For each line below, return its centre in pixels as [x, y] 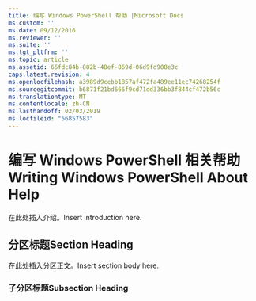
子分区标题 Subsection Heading [68, 288]
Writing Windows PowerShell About [128, 178]
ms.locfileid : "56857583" [51, 119]
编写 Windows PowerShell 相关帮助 [124, 160]
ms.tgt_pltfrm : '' [38, 52]
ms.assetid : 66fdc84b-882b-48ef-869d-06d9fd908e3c [93, 67]
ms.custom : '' [32, 23]
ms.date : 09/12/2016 [42, 30]
